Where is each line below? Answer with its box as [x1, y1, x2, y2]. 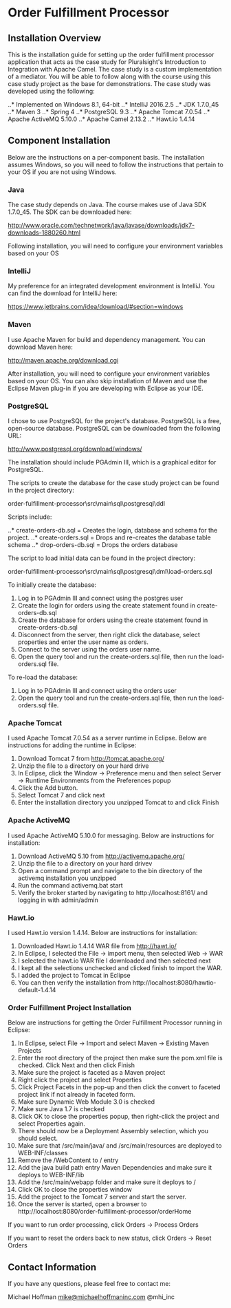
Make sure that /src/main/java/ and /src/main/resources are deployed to [17, 1141, 222, 1150]
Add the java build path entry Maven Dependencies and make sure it [17, 1164, 212, 1172]
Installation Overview [8, 32, 102, 44]
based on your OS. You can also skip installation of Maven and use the [8, 376, 208, 385]
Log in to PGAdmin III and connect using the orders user [17, 687, 177, 694]
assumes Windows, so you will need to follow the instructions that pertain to [8, 160, 224, 169]
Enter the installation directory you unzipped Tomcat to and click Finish [17, 798, 219, 806]
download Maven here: [8, 343, 73, 351]
